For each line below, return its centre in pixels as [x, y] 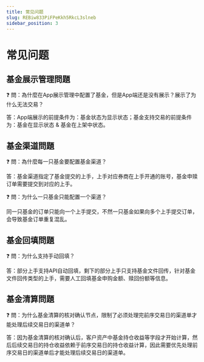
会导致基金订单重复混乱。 [38, 220]
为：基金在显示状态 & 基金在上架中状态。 [57, 125]
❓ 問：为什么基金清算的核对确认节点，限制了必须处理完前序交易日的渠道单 [99, 315]
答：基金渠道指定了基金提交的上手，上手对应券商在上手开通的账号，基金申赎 [102, 176]
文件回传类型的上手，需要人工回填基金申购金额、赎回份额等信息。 [89, 278]
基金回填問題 [30, 240]
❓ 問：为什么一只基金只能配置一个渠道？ [57, 197]
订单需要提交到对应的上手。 [41, 184]
